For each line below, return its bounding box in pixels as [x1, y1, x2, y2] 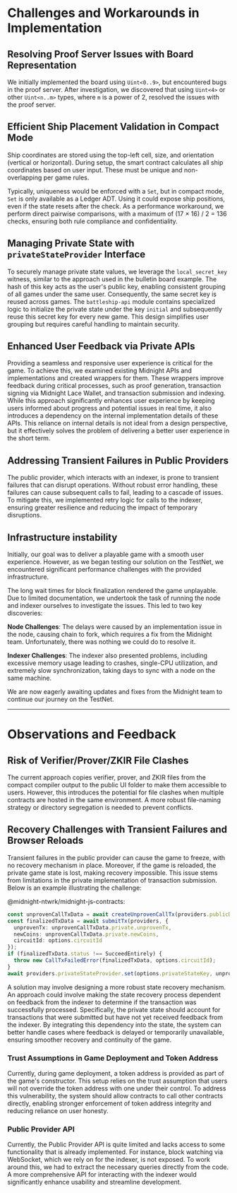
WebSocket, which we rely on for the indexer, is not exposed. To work [7, 1156, 210, 1164]
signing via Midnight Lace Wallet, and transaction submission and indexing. [7, 389, 226, 397]
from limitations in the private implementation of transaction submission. [7, 876, 217, 884]
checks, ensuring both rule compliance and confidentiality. [7, 217, 178, 225]
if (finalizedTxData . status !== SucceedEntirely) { [7, 951, 162, 958]
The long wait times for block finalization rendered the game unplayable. [7, 587, 218, 595]
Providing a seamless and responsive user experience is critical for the [7, 359, 213, 368]
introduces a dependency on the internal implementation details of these [7, 411, 219, 420]
